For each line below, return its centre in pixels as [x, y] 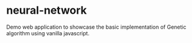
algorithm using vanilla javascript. [48, 33]
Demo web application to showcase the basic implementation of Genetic [96, 27]
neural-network [47, 10]
